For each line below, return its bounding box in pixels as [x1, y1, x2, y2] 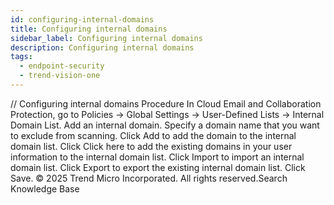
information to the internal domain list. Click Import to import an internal [10, 151, 305, 163]
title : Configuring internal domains [10, 24, 168, 34]
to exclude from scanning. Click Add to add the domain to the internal [10, 129, 297, 141]
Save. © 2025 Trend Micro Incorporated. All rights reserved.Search [10, 172, 288, 184]
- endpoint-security [19, 61, 105, 71]
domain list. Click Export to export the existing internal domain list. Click [10, 161, 306, 173]
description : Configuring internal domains [10, 42, 195, 53]
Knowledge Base [10, 182, 80, 195]
